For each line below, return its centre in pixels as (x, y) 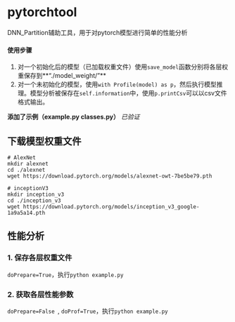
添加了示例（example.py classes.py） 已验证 (74, 117)
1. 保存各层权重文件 (40, 258)
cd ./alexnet (26, 170)
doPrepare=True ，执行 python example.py (65, 274)
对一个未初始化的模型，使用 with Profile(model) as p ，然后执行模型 (117, 84)
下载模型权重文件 (44, 141)
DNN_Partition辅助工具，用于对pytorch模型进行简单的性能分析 (97, 32)
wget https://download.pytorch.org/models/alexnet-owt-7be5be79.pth (110, 176)
